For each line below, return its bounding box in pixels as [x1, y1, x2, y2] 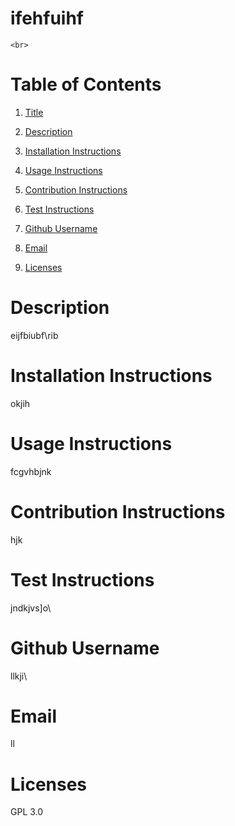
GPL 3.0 [10, 806, 44, 818]
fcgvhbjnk [10, 465, 52, 477]
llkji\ [10, 670, 28, 682]
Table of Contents [10, 73, 162, 96]
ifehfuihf [10, 7, 84, 30]
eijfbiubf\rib [10, 329, 59, 341]
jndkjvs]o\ [10, 602, 52, 614]
